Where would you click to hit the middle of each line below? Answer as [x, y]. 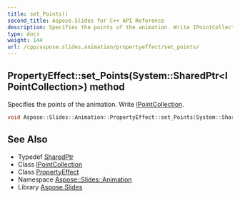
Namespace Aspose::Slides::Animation [75, 179]
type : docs [24, 34]
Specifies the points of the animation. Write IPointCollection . [96, 104]
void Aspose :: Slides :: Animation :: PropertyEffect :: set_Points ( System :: [115, 117]
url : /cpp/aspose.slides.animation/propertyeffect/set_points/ [104, 47]
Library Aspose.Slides [50, 187]
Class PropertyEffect [48, 172]
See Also [27, 140]
